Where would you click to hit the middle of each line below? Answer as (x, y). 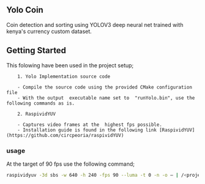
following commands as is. (41, 103)
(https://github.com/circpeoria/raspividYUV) (65, 135)
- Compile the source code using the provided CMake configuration (105, 87)
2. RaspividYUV (37, 114)
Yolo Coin (25, 10)
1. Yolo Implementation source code (64, 76)
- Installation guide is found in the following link (87, 130)
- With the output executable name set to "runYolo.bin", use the (106, 98)
